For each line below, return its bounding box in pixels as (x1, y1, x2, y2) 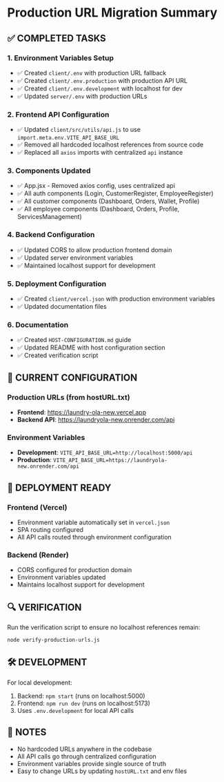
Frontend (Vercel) (7, 502, 68, 512)
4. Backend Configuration (7, 230, 95, 240)
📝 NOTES (7, 727, 47, 738)
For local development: (7, 678, 72, 687)
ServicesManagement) (17, 213, 83, 221)
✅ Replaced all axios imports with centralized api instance (17, 149, 183, 157)
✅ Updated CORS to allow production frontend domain (17, 245, 172, 254)
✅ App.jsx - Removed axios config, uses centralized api (17, 182, 176, 190)
